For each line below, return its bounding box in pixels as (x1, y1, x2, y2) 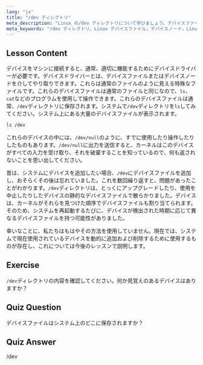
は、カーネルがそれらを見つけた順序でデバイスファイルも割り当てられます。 (6, 199, 196, 206)
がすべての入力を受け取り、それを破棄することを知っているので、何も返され (6, 148, 196, 156)
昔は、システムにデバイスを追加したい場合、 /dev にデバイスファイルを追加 (6, 169, 192, 176)
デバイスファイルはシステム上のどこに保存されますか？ (6, 319, 144, 326)
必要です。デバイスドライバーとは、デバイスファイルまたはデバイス (16, 72, 185, 80)
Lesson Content (6, 48, 68, 58)
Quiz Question (6, 302, 62, 313)
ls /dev (6, 122, 26, 129)
